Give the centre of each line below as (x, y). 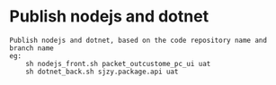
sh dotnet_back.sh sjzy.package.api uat (102, 72)
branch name (31, 48)
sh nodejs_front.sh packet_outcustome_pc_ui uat (118, 64)
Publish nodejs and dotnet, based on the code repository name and (138, 40)
